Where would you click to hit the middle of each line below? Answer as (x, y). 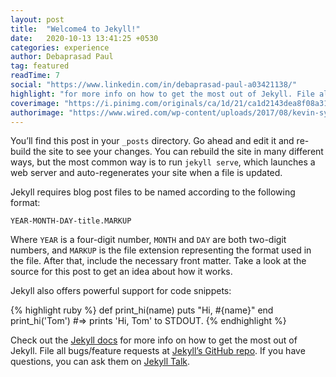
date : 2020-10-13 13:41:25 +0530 (84, 38)
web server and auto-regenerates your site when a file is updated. (146, 173)
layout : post (37, 19)
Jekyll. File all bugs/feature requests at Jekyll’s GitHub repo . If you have (158, 351)
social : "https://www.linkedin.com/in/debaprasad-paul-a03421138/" (154, 85)
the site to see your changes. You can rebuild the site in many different (178, 152)
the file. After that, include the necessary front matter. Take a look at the (158, 261)
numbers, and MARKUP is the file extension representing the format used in (161, 250)
